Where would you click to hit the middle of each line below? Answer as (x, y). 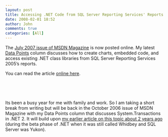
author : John (19, 24)
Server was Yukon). (26, 129)
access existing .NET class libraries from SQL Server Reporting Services (80, 58)
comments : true (21, 29)
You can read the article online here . (43, 73)
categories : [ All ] (24, 33)
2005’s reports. (21, 64)
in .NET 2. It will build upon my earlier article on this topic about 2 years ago (84, 119)
